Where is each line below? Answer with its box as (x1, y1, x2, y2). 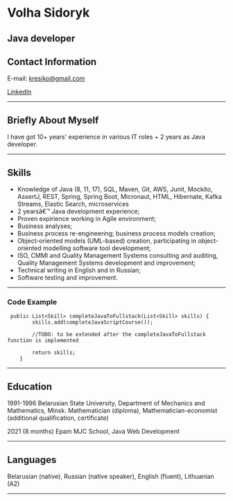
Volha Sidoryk (7, 5, 90, 21)
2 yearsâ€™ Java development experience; (17, 207, 140, 216)
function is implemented (7, 337, 79, 344)
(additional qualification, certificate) (7, 414, 109, 422)
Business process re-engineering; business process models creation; (17, 229, 216, 238)
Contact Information (7, 55, 97, 67)
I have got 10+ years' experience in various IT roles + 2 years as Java (7, 133, 206, 141)
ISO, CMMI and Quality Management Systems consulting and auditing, (17, 252, 218, 260)
